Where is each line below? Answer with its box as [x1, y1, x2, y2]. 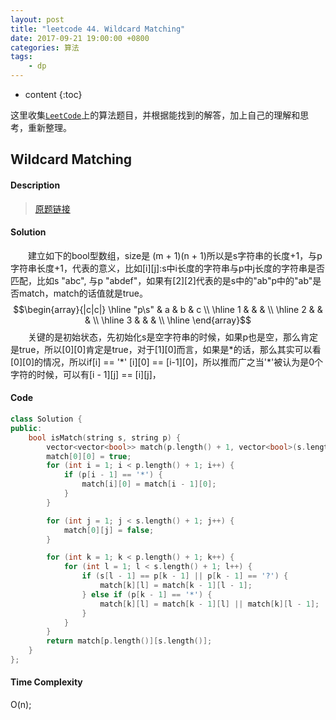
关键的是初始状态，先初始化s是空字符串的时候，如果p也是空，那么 [28, 331, 301, 343]
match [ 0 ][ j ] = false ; [63, 525, 155, 535]
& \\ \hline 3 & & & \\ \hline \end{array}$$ [84, 314, 252, 326]
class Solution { [10, 414, 83, 424]
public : [10, 423, 43, 433]
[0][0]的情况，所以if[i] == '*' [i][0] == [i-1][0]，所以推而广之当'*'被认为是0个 [10, 356, 324, 368]
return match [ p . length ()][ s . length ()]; [46, 636, 213, 646]
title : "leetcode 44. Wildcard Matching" [10, 24, 186, 34]
